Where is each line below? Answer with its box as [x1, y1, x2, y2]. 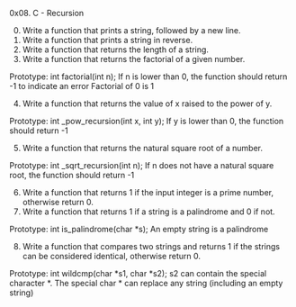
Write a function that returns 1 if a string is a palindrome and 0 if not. [22, 206, 276, 217]
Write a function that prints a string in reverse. [22, 35, 193, 45]
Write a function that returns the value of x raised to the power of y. [22, 98, 273, 109]
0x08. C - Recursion [9, 8, 85, 18]
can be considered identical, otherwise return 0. [22, 251, 201, 261]
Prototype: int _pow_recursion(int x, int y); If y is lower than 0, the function [9, 116, 284, 126]
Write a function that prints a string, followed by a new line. [22, 25, 241, 35]
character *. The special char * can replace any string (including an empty [9, 278, 283, 288]
